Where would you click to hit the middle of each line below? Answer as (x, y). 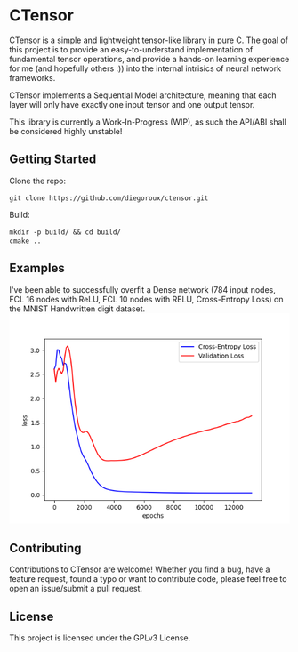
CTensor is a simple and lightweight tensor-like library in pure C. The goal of (149, 40)
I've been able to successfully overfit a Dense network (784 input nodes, (142, 289)
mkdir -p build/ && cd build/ (65, 232)
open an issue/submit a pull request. (76, 589)
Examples (37, 268)
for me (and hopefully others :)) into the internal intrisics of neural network (145, 68)
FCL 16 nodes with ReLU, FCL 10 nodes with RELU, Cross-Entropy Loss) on (146, 299)
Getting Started (53, 160)
